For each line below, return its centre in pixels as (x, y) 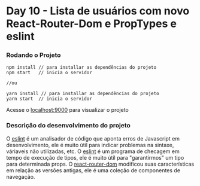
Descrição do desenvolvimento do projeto (68, 126)
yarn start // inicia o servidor (49, 99)
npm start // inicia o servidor (49, 73)
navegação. (21, 176)
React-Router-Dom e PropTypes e (91, 24)
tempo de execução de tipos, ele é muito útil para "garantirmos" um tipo (95, 157)
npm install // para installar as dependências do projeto (81, 68)
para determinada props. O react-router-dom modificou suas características (100, 164)
